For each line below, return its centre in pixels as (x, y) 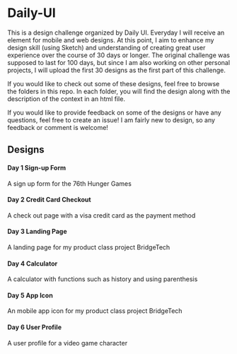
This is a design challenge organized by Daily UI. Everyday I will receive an (116, 33)
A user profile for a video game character (68, 343)
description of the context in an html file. (67, 99)
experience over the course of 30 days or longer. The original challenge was (118, 55)
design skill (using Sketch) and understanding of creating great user (106, 47)
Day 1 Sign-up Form (37, 167)
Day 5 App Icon (30, 295)
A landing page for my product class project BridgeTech (89, 247)
